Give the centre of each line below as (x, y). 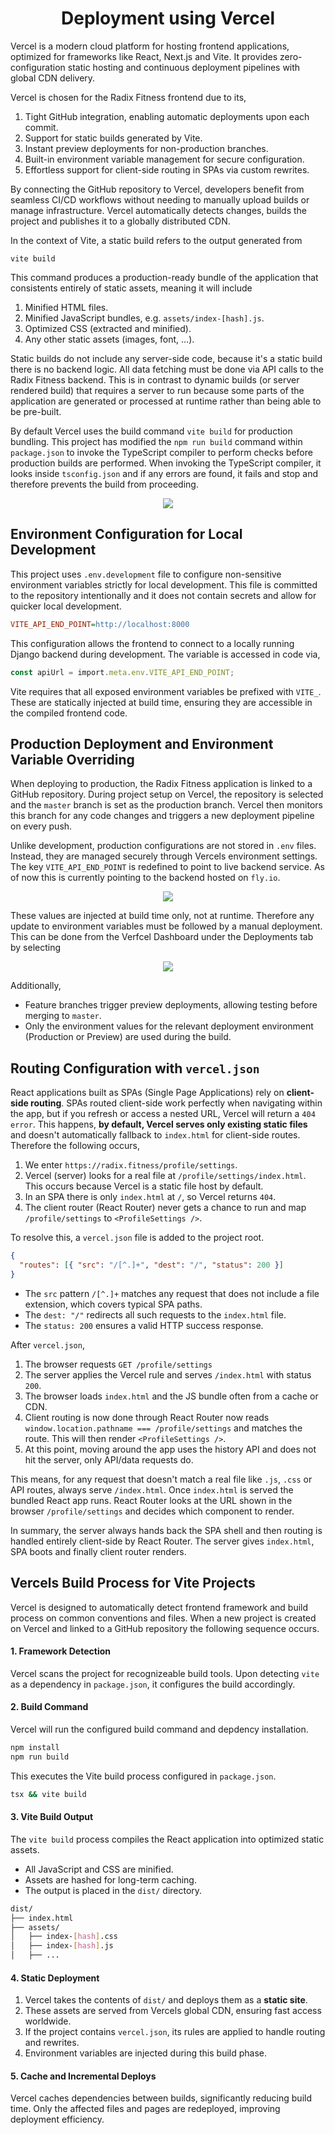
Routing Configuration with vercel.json (135, 1068)
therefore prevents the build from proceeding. (104, 484)
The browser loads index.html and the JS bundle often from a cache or (171, 1396)
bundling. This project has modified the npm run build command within (156, 441)
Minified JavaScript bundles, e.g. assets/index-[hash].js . (144, 318)
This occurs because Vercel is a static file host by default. (144, 1186)
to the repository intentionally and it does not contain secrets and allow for (163, 595)
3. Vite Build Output (52, 1817)
